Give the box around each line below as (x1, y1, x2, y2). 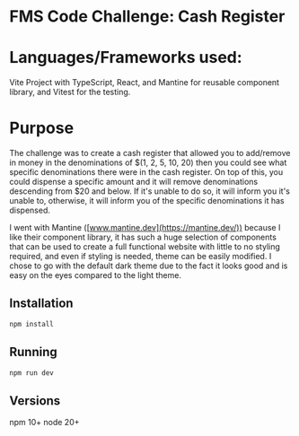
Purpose (9, 118, 75, 138)
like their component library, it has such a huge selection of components (9, 231, 277, 243)
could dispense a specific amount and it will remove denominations (9, 177, 259, 187)
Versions (9, 393, 61, 408)
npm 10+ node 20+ (9, 417, 80, 428)
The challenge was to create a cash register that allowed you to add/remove (9, 148, 291, 159)
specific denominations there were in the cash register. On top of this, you (9, 167, 284, 178)
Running (9, 344, 58, 360)
